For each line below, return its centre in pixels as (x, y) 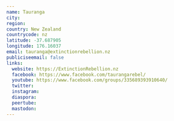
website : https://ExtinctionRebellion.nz (65, 69)
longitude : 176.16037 (34, 46)
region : (16, 23)
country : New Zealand (34, 29)
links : (15, 63)
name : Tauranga (26, 12)
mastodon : (24, 108)
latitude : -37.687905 (34, 40)
